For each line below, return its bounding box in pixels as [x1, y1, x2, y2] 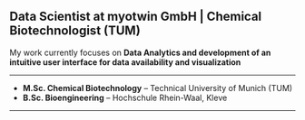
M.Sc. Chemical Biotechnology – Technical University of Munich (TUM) [22, 82, 293, 93]
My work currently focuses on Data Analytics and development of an [9, 47, 271, 58]
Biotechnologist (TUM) [9, 23, 141, 39]
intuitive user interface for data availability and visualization [9, 56, 241, 68]
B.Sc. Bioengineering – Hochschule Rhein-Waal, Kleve [22, 92, 228, 103]
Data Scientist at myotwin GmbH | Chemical [9, 9, 262, 24]
